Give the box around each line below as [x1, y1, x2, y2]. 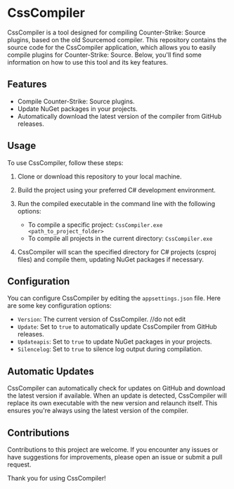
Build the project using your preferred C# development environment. [17, 185, 216, 194]
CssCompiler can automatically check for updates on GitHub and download [7, 384, 226, 393]
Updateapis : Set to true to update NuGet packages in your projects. [17, 337, 212, 346]
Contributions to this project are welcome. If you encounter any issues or [7, 445, 219, 454]
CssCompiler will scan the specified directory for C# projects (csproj [17, 247, 216, 256]
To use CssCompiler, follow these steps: [7, 158, 124, 167]
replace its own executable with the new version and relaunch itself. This [7, 399, 218, 407]
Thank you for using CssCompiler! [7, 474, 107, 482]
